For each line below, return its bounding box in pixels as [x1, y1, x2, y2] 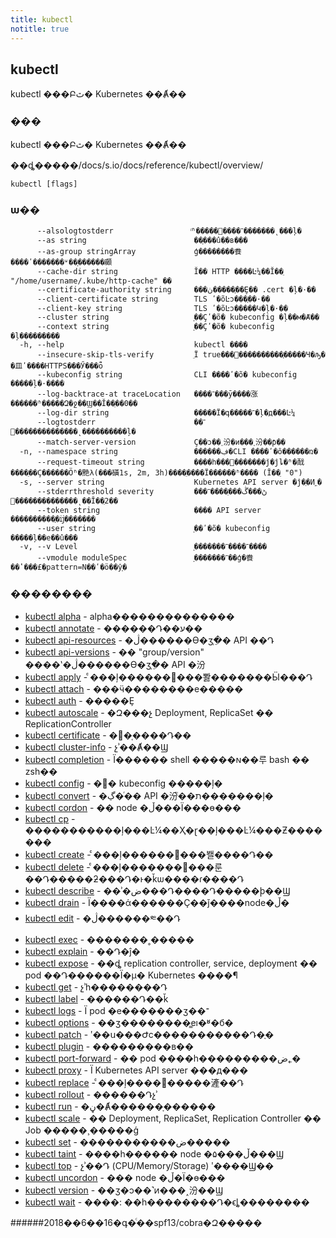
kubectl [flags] [10, 179, 78, 189]
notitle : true [10, 24, 70, 34]
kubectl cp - [24, 813, 76, 825]
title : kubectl [10, 14, 74, 25]
